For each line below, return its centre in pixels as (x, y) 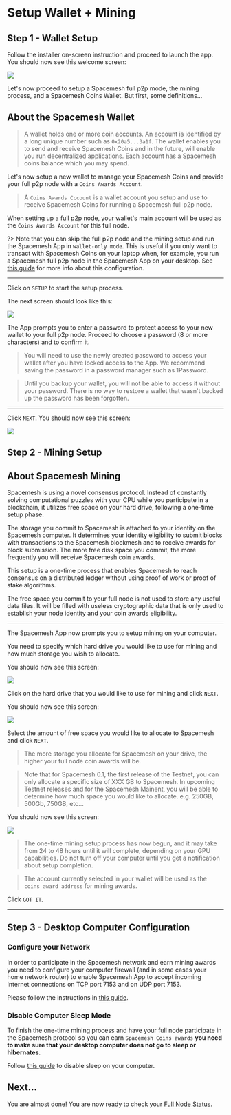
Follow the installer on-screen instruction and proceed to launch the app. (110, 54)
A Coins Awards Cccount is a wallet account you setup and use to (115, 197)
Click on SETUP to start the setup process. (65, 288)
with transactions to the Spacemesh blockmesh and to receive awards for (111, 543)
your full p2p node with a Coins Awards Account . (75, 183)
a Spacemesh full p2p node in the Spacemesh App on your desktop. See (110, 261)
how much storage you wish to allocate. (64, 654)
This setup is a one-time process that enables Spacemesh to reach (102, 571)
